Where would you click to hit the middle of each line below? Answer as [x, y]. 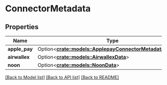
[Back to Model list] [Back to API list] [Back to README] [62, 77]
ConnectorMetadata [48, 9]
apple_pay [20, 49]
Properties [22, 27]
